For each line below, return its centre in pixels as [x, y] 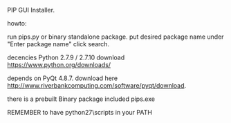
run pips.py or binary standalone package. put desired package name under [115, 37]
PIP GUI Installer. [31, 10]
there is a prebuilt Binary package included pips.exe [81, 99]
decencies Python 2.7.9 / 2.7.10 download [66, 57]
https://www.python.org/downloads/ [59, 65]
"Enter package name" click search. [58, 44]
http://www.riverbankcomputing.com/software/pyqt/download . [97, 85]
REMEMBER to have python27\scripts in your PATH [80, 112]
